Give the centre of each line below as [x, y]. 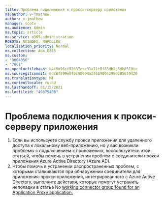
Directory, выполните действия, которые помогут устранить [75, 182]
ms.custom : [16, 55]
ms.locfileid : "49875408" [32, 92]
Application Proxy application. [42, 193]
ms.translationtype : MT [30, 78]
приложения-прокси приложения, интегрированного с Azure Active [83, 177]
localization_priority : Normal [37, 46]
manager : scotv [21, 23]
